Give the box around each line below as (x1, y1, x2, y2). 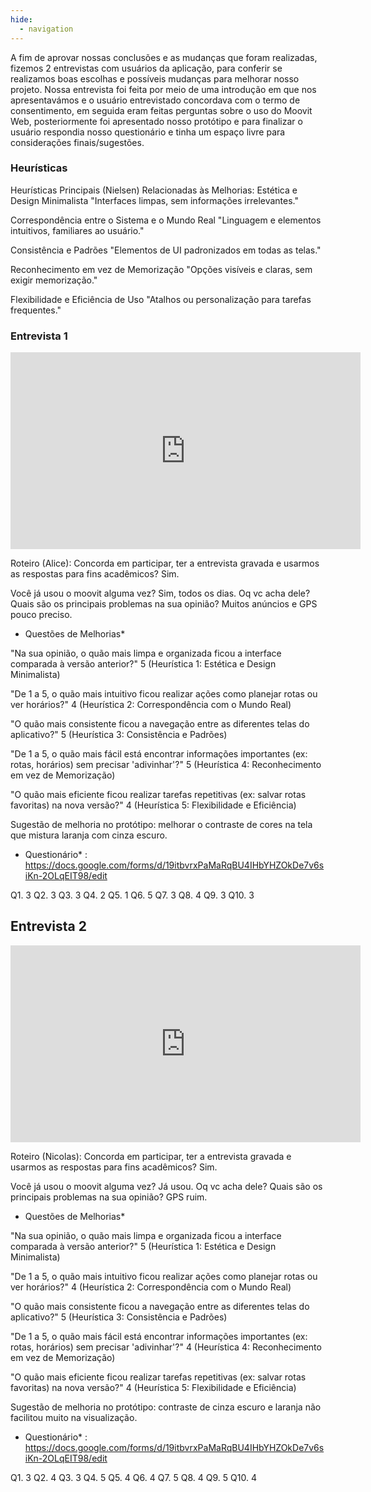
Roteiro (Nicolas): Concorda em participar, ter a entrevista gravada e (10, 1150, 292, 1162)
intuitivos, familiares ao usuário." (10, 224, 145, 236)
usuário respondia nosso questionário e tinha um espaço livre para (10, 126, 286, 138)
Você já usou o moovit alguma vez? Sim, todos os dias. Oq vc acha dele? (10, 587, 311, 600)
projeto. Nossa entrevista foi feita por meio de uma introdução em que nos (10, 83, 317, 95)
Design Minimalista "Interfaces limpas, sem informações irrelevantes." (10, 194, 299, 206)
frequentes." (10, 304, 62, 316)
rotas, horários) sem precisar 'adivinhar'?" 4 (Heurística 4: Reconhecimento (10, 1341, 322, 1353)
